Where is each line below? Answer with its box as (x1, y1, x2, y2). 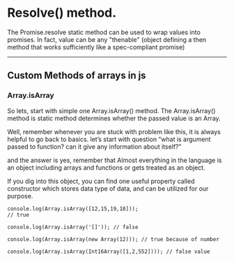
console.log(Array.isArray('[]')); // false (7, 224, 139, 231)
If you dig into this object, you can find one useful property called (7, 177, 195, 185)
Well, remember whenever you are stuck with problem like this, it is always (7, 127, 221, 136)
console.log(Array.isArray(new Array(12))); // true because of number (7, 235, 219, 242)
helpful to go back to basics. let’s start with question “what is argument (7, 135, 211, 143)
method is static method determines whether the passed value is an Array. (7, 114, 221, 122)
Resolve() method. (7, 5, 117, 21)
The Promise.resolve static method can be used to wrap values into (7, 28, 201, 36)
